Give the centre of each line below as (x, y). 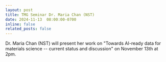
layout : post (19, 10)
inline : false (20, 24)
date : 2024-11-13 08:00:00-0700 (41, 19)
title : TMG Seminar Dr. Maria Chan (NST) (50, 15)
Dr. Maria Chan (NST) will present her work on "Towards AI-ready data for (83, 43)
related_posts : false (28, 29)
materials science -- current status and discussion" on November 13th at (82, 49)
